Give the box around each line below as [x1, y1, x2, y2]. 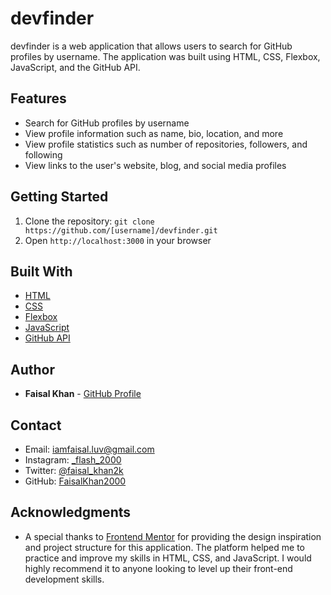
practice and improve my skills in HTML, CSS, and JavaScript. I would [24, 552, 312, 564]
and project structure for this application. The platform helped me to [24, 541, 305, 553]
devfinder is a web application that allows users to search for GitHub [10, 40, 293, 52]
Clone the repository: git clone [24, 215, 155, 227]
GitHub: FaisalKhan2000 [24, 475, 127, 487]
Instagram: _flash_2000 [24, 454, 122, 466]
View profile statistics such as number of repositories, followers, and [24, 138, 308, 150]
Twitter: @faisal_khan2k [24, 465, 124, 476]
